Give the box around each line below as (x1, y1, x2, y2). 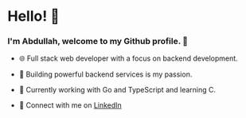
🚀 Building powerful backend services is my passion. (18, 69, 193, 79)
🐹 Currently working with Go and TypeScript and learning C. (18, 85, 217, 95)
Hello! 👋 (7, 7, 61, 26)
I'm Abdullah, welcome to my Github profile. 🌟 (7, 36, 189, 47)
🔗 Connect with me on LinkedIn (18, 100, 123, 110)
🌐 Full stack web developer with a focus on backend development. (18, 53, 238, 63)
